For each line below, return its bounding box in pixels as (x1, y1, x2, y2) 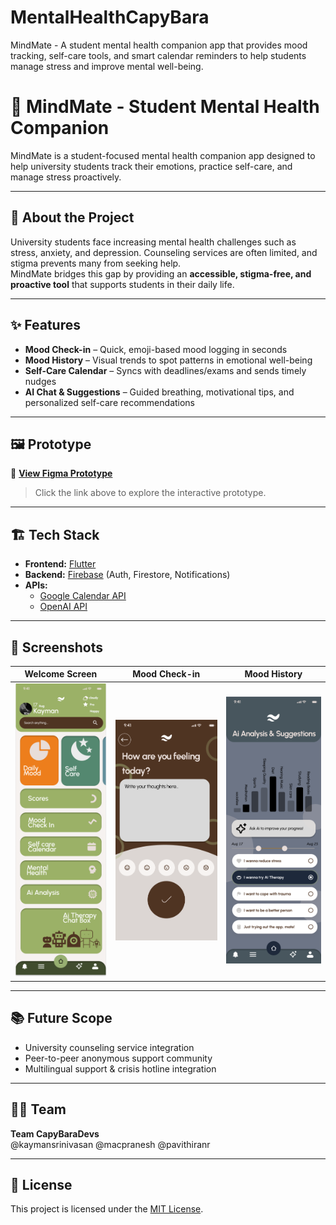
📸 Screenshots (10, 639, 104, 656)
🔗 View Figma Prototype (10, 467, 113, 480)
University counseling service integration (24, 1041, 195, 1053)
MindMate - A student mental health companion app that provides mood (10, 39, 308, 51)
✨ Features (10, 317, 81, 334)
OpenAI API (39, 601, 88, 613)
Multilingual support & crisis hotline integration (24, 1062, 217, 1075)
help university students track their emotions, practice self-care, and (10, 160, 293, 172)
